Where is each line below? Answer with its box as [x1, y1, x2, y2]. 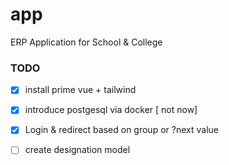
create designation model [24, 144, 131, 156]
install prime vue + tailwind [24, 84, 137, 96]
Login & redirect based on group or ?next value [24, 124, 219, 136]
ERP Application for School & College [10, 36, 163, 48]
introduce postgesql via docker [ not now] [24, 104, 198, 116]
